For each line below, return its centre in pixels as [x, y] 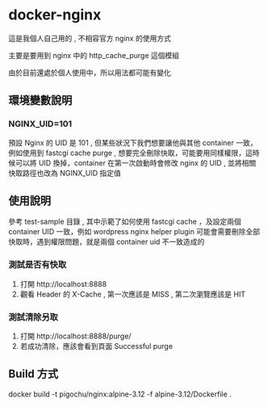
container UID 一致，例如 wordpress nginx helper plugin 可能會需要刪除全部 [134, 232]
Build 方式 [33, 374]
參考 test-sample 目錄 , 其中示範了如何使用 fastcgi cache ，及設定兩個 [125, 222]
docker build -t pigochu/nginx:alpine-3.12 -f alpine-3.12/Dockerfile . [120, 394]
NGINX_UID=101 [40, 124]
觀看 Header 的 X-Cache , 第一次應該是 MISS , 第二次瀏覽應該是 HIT [133, 294]
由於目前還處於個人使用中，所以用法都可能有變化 [90, 72]
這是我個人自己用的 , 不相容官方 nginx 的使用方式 [90, 38]
